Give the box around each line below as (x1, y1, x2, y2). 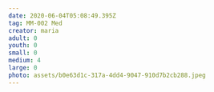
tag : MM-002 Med (8, 19, 63, 27)
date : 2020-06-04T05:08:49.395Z (8, 11, 116, 20)
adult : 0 (8, 34, 38, 42)
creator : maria (8, 26, 59, 34)
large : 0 (8, 64, 38, 72)
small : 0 (8, 49, 38, 57)
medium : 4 (8, 57, 42, 65)
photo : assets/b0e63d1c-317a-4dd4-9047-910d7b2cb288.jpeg (8, 71, 206, 79)
